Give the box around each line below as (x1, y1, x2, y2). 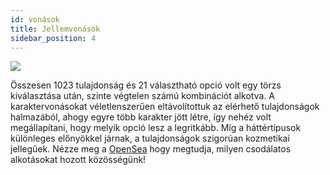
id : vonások (10, 14, 60, 25)
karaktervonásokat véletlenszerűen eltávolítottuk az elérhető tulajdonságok (10, 101, 320, 113)
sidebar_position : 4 (10, 33, 97, 43)
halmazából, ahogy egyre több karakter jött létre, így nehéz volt (10, 111, 272, 123)
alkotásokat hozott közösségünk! (10, 154, 147, 166)
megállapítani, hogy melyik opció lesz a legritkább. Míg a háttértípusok (10, 122, 302, 134)
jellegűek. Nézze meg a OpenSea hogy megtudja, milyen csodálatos (10, 143, 292, 155)
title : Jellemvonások (10, 24, 101, 34)
